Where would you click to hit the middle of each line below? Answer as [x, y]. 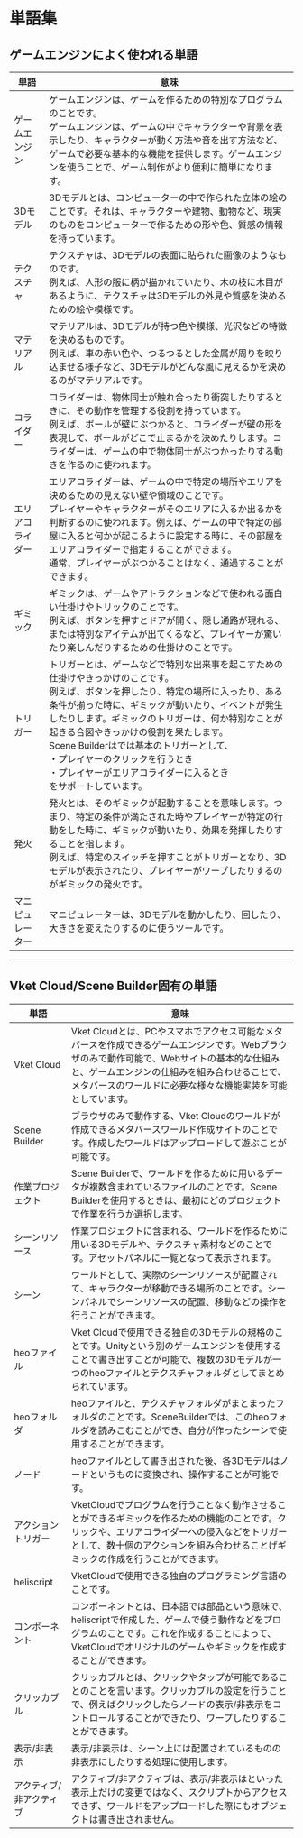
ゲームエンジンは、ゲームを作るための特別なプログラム [166, 100]
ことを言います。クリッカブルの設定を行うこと [188, 1690]
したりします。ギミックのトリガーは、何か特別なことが [166, 718]
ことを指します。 [94, 844]
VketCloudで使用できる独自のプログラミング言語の [179, 1576]
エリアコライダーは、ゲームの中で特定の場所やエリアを [166, 482]
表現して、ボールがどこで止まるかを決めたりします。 [161, 438]
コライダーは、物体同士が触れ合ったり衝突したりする [162, 397]
